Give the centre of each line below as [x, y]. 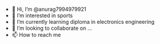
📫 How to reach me [36, 35]
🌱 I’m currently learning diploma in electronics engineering [83, 22]
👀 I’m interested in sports [42, 15]
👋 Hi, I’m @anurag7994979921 [49, 9]
